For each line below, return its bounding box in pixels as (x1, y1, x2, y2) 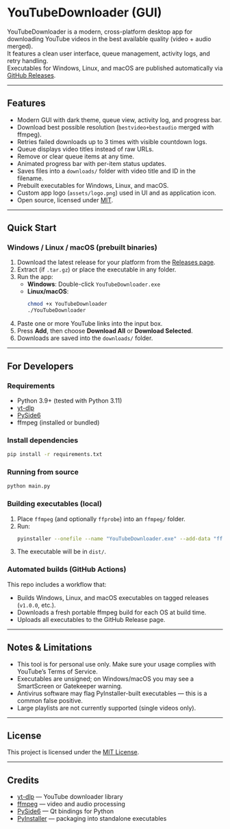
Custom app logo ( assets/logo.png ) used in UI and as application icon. (16, 189, 217, 197)
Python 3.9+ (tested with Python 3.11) (16, 396, 123, 405)
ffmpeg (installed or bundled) (16, 418, 100, 426)
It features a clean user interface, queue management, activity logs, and (7, 49, 210, 58)
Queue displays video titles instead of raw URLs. (16, 145, 154, 153)
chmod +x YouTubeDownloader (27, 300, 107, 308)
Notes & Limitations (7, 642, 92, 653)
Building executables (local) (7, 499, 103, 509)
